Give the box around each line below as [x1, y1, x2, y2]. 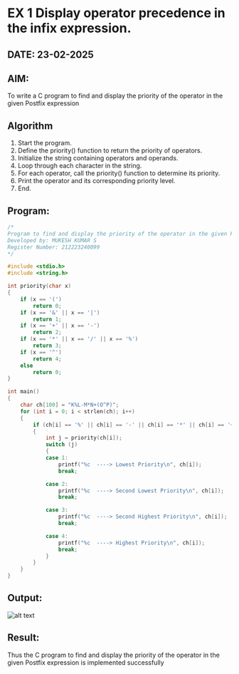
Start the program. [17, 139, 73, 147]
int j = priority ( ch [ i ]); [45, 435, 122, 442]
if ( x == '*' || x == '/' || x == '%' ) [20, 336, 139, 343]
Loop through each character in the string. [17, 162, 142, 170]
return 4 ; [33, 355, 62, 363]
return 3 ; [33, 342, 62, 350]
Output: [7, 592, 43, 604]
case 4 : [45, 532, 69, 539]
